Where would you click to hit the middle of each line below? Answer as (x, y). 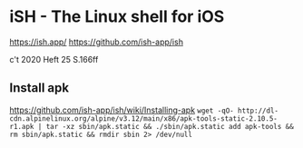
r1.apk (22, 126)
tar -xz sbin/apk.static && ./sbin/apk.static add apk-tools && (170, 126)
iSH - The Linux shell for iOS (117, 17)
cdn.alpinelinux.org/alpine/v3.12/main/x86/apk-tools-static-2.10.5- (144, 118)
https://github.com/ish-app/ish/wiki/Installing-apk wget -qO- (122, 110)
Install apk (39, 88)
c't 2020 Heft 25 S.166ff (54, 59)
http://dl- (258, 111)
